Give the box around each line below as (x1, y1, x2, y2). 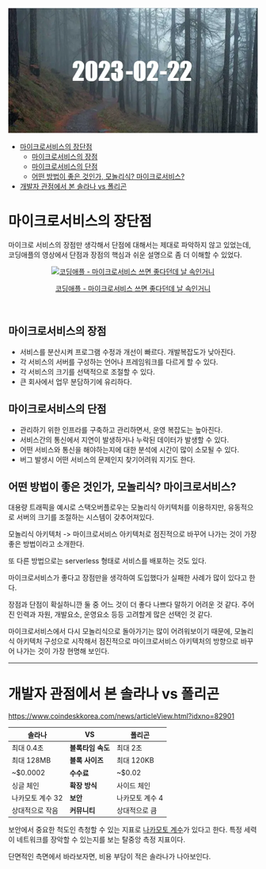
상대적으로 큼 (116, 806, 158, 815)
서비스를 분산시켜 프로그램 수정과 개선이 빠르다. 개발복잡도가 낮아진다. (19, 347, 236, 356)
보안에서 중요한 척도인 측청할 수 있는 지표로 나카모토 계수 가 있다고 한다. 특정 (8, 825, 243, 834)
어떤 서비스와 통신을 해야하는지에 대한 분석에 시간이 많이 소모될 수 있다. (19, 444, 240, 454)
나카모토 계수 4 (116, 794, 164, 803)
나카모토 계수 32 (11, 794, 63, 803)
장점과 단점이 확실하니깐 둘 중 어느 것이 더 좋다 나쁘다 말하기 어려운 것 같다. (8, 600, 240, 609)
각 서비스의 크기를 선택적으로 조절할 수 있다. (19, 367, 156, 376)
